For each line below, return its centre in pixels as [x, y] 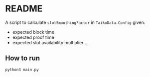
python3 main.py [22, 70]
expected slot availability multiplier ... [50, 42]
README [24, 9]
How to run [23, 58]
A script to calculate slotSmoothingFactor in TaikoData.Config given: [75, 22]
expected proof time [33, 37]
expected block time [33, 32]
